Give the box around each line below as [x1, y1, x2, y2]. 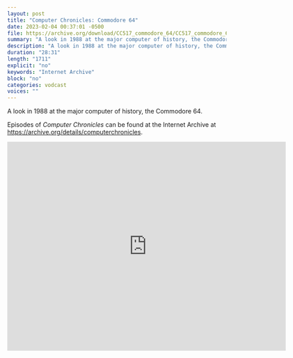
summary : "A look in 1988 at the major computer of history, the [7, 36, 200, 43]
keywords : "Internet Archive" [7, 68, 95, 75]
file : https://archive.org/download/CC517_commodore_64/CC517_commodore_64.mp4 [7, 29, 245, 37]
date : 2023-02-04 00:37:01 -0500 [7, 23, 104, 30]
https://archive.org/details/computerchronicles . [7, 128, 143, 137]
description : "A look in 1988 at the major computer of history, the [7, 42, 214, 49]
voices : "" [7, 88, 39, 95]
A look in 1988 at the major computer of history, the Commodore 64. [7, 107, 203, 116]
